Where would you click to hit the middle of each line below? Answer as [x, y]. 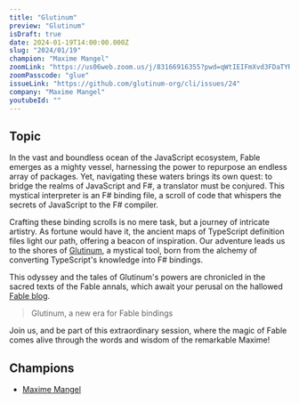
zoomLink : [28, 68]
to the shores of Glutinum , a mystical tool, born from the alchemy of [133, 251]
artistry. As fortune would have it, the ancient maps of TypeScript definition [147, 231]
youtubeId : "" [36, 100]
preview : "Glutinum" [48, 26]
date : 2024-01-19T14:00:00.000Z [69, 42]
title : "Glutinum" [43, 17]
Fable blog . [30, 296]
